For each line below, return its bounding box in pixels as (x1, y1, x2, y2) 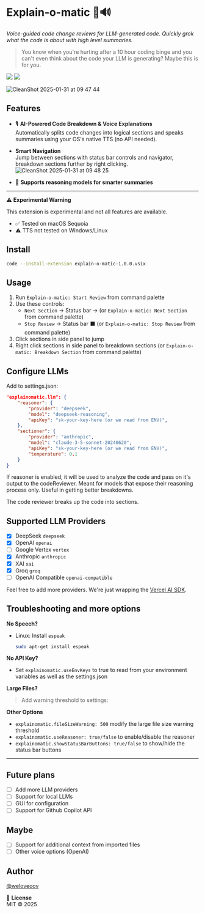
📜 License (6, 894, 32, 901)
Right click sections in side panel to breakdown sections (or (15, 342, 165, 349)
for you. (21, 61, 41, 68)
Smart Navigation (15, 147, 61, 154)
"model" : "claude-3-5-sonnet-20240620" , (28, 440, 132, 446)
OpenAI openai (15, 539, 52, 547)
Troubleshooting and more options (6, 604, 141, 614)
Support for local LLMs (15, 793, 73, 800)
